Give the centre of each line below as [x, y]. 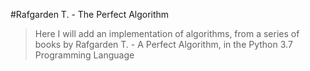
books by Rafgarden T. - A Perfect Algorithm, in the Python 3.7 [163, 44]
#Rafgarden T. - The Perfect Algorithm [90, 14]
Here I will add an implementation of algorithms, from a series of [167, 33]
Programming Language [84, 55]
